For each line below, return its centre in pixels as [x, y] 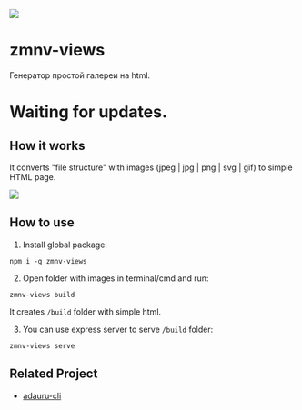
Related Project [54, 374]
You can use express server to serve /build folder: [118, 329]
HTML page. [33, 176]
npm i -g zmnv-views [49, 261]
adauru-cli [42, 395]
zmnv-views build [42, 295]
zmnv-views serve [42, 345]
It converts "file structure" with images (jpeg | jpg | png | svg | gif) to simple [151, 167]
